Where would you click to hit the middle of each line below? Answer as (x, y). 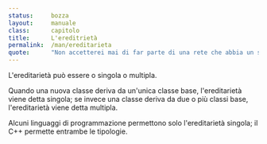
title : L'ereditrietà (53, 38)
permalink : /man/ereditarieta (60, 45)
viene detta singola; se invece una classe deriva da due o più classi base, (128, 99)
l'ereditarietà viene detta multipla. (63, 107)
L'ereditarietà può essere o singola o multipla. (83, 75)
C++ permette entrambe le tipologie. (68, 131)
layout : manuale (43, 23)
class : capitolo (44, 30)
